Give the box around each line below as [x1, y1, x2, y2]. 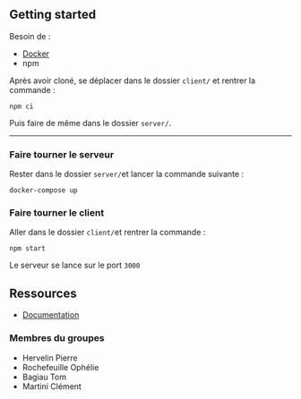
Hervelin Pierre [21, 352, 78, 363]
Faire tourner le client [9, 207, 105, 219]
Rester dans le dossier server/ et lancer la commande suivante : [9, 169, 245, 180]
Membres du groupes [9, 332, 105, 344]
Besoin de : [9, 30, 51, 41]
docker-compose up [9, 186, 78, 195]
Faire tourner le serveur [9, 148, 115, 160]
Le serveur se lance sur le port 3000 [9, 259, 141, 271]
